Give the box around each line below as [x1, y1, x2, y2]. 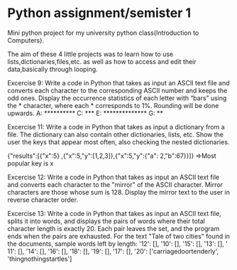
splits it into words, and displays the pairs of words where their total [7, 217, 206, 225]
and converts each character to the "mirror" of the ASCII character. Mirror [7, 180, 224, 189]
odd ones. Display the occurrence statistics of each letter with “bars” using [7, 94, 227, 102]
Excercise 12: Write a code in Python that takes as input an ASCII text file [7, 173, 220, 181]
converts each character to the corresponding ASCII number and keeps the [7, 86, 228, 94]
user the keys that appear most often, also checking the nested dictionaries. [7, 137, 230, 146]
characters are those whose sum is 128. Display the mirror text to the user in [7, 188, 231, 196]
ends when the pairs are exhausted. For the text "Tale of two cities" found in [7, 232, 231, 240]
